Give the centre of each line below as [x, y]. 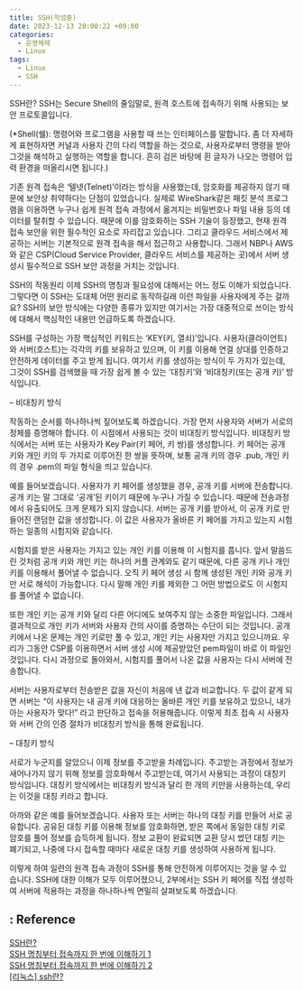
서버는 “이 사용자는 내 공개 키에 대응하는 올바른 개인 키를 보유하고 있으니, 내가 [155, 701]
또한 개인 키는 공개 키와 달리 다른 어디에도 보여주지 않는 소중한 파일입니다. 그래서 [151, 614]
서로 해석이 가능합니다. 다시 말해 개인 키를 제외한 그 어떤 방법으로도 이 [141, 584]
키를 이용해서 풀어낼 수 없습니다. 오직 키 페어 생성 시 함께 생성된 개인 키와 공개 [146, 572]
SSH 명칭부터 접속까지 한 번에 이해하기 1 [80, 954]
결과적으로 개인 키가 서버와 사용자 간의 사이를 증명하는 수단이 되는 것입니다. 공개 [150, 625]
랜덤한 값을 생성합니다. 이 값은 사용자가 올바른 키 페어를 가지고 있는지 [155, 519]
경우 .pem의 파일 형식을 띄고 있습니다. [86, 467]
